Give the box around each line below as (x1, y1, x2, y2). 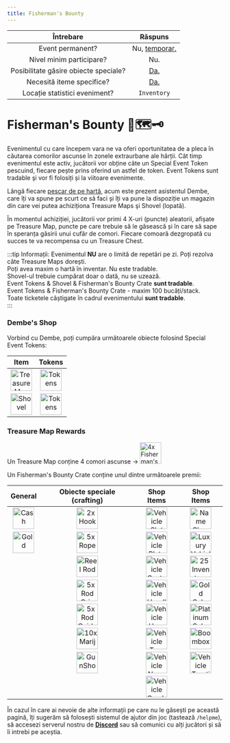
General (10, 492, 37, 501)
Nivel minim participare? (29, 54, 107, 64)
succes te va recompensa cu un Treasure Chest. (7, 236, 144, 244)
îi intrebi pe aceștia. (7, 728, 63, 736)
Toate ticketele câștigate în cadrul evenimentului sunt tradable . (7, 293, 186, 302)
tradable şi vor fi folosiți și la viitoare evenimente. (7, 173, 145, 182)
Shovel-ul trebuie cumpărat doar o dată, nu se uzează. (7, 272, 161, 280)
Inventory (138, 89, 170, 97)
